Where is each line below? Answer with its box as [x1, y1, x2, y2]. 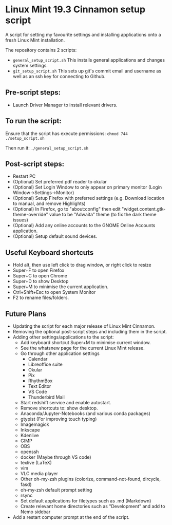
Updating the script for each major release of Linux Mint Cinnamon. [12, 323, 156, 329]
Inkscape [20, 427, 40, 433]
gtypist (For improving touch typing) [20, 416, 97, 422]
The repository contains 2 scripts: [5, 47, 77, 53]
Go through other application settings [20, 350, 100, 357]
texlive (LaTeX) [20, 460, 52, 465]
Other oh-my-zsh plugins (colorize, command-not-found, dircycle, [20, 476, 161, 482]
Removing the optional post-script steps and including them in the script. [12, 329, 167, 334]
